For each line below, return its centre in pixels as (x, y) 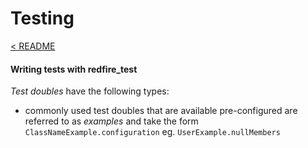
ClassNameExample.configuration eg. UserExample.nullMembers (152, 132)
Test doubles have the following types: (90, 91)
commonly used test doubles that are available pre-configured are (161, 111)
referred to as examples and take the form (111, 121)
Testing (42, 18)
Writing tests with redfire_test (74, 69)
